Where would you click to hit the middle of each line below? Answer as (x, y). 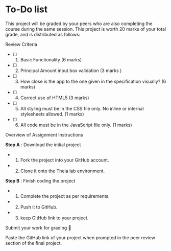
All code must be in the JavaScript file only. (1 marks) (76, 125)
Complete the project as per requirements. (65, 196)
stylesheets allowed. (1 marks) (52, 114)
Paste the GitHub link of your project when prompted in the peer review (80, 237)
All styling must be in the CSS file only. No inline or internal (82, 108)
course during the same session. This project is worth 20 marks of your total (86, 29)
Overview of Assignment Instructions (44, 134)
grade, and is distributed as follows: (43, 34)
